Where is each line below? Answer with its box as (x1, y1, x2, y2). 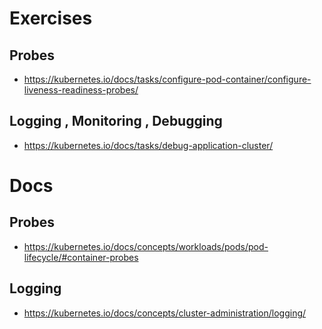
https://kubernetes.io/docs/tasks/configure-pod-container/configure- (23, 73, 312, 85)
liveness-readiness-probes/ (23, 84, 139, 96)
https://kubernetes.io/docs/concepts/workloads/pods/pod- (23, 240, 269, 252)
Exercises (9, 7, 93, 30)
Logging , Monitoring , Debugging (9, 113, 223, 130)
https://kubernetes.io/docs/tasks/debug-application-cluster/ (23, 139, 274, 151)
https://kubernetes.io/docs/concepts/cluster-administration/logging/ (23, 307, 307, 319)
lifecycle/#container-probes (23, 251, 139, 263)
